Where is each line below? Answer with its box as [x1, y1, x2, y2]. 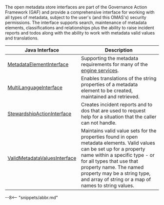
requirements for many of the [81, 61, 148, 68]
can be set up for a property [81, 146, 145, 152]
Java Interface [24, 47, 60, 53]
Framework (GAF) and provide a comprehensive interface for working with [5, 9, 155, 15]
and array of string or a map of [81, 176, 151, 183]
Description [104, 47, 133, 53]
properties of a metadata [81, 81, 138, 88]
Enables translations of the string [81, 75, 157, 82]
